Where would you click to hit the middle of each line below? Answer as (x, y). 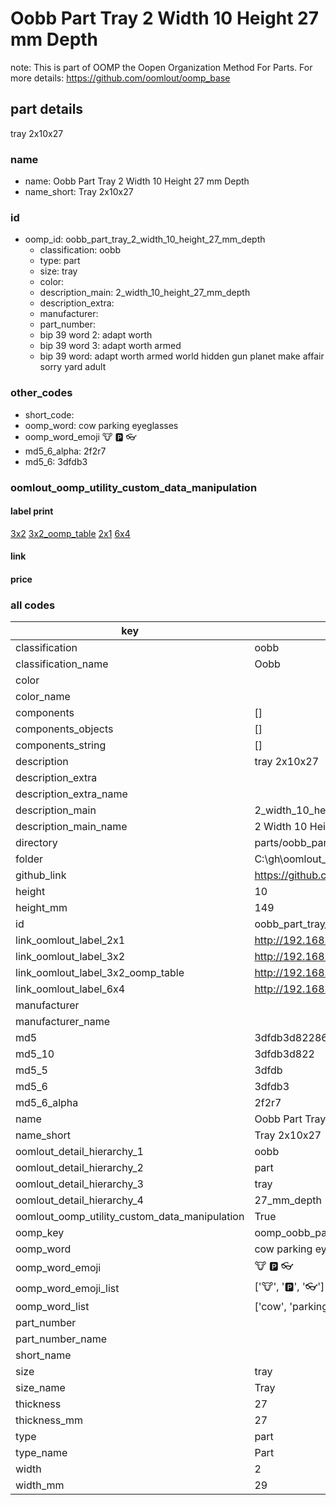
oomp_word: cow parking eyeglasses (101, 425)
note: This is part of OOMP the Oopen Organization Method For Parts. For (161, 67)
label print (32, 511)
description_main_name (71, 827)
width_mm (40, 1485)
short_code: (49, 414)
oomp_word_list (52, 1307)
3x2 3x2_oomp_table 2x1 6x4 (70, 533)
